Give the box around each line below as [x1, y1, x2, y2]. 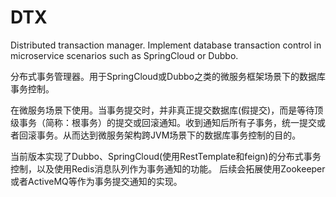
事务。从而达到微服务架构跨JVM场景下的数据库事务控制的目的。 [36, 129, 302, 141]
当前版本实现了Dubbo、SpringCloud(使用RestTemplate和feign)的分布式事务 [10, 150, 322, 162]
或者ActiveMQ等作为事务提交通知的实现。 [10, 175, 183, 187]
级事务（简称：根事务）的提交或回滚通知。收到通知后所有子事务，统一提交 [10, 116, 317, 128]
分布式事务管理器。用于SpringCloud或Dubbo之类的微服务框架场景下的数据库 [10, 70, 326, 82]
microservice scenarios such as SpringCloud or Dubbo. [10, 49, 239, 61]
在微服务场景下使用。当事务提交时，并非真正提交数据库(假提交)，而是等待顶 [10, 104, 324, 116]
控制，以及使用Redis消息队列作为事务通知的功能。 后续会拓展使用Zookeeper [10, 162, 326, 175]
